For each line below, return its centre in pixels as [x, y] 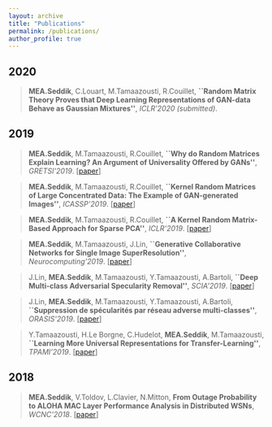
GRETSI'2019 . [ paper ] [65, 171]
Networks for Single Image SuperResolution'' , [107, 252]
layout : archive [36, 16]
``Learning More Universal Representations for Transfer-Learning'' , [145, 343]
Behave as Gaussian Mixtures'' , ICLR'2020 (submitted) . [123, 109]
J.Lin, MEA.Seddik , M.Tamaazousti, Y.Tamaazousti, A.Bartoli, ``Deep [143, 277]
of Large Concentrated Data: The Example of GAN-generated [133, 195]
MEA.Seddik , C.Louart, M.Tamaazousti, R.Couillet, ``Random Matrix [142, 91]
